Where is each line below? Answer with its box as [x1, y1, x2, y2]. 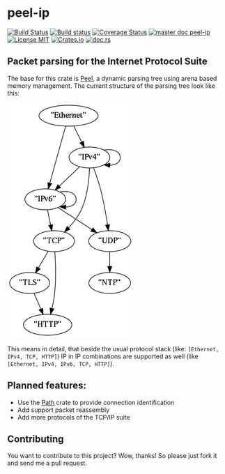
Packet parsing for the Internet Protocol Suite [7, 56, 208, 68]
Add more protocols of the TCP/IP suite [17, 413, 130, 421]
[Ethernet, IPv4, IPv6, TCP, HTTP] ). [7, 359, 115, 367]
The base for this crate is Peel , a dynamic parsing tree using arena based [7, 74, 217, 82]
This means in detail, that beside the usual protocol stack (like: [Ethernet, [7, 344, 219, 353]
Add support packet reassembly [17, 406, 110, 414]
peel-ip [7, 5, 50, 21]
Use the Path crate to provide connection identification [17, 398, 175, 406]
